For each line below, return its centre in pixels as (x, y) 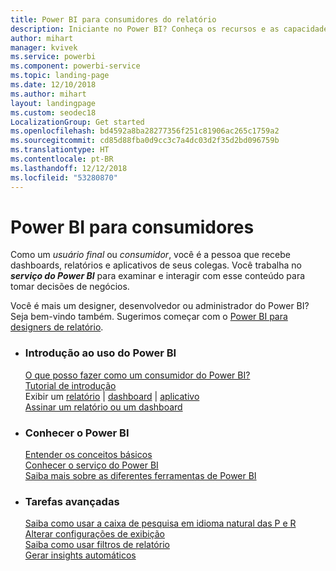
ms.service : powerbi (53, 57)
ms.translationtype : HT (60, 150)
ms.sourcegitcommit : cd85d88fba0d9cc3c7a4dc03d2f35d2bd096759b (145, 141)
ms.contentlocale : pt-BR (62, 159)
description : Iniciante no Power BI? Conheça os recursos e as (145, 29)
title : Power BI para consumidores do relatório (113, 19)
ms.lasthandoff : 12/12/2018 (69, 168)
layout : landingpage (53, 103)
